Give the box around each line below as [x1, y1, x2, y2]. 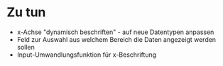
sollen [16, 43, 35, 51]
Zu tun [6, 4, 46, 21]
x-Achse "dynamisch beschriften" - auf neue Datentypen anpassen [16, 28, 214, 36]
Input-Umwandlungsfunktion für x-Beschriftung [16, 50, 157, 59]
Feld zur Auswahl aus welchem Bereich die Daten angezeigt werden [16, 35, 217, 43]
